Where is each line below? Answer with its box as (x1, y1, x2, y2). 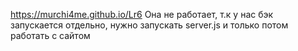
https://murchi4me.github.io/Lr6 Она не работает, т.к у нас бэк (10, 9, 274, 20)
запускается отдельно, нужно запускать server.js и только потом (10, 19, 289, 31)
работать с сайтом (10, 30, 91, 41)
